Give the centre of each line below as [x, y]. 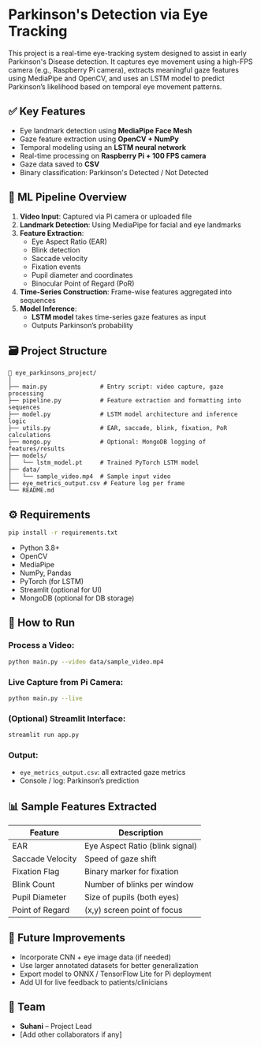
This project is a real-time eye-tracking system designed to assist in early [127, 53]
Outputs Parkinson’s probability [82, 325]
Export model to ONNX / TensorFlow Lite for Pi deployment [115, 974]
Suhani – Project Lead [56, 1026]
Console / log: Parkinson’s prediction [79, 781]
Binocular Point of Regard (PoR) [83, 283]
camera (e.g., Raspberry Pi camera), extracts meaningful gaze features [123, 69]
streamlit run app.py [44, 735]
